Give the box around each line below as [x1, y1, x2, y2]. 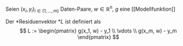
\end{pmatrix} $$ [77, 34, 119, 41]
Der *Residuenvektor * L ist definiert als [5, 18, 101, 25]
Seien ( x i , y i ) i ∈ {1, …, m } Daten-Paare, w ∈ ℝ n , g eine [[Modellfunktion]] [5, 5, 176, 14]
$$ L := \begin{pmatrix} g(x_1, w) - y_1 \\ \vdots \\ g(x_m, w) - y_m [19, 27, 177, 34]
